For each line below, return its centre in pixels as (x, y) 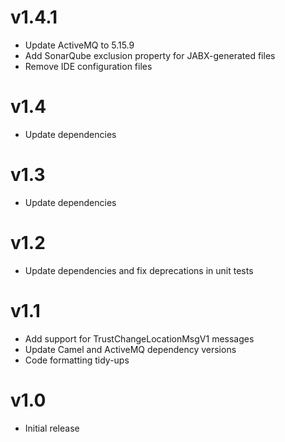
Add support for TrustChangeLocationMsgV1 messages (139, 338)
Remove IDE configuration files (88, 66)
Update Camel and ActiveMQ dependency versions (130, 349)
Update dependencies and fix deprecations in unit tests (139, 270)
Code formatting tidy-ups (77, 360)
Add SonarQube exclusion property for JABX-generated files (150, 55)
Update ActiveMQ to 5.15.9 (79, 45)
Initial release (52, 428)
